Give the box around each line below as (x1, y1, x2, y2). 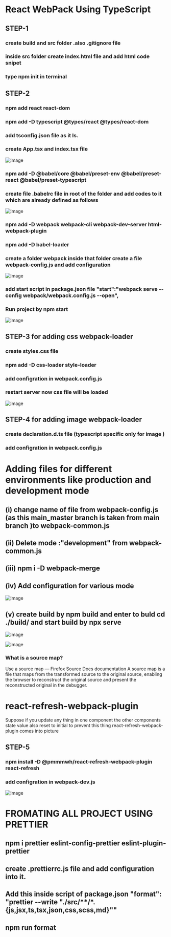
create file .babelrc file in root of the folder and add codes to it (5, 190, 162, 197)
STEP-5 (5, 742, 30, 751)
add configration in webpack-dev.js (5, 778, 95, 785)
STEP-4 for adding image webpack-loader (5, 415, 142, 424)
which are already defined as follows (5, 196, 99, 203)
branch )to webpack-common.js (5, 521, 110, 530)
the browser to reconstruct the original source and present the (5, 677, 137, 683)
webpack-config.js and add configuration (5, 261, 111, 268)
